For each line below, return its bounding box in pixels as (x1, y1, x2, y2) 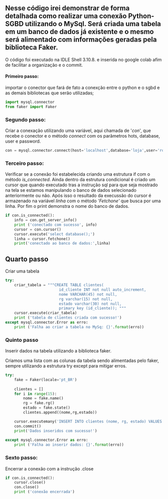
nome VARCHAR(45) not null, (58, 292, 117, 297)
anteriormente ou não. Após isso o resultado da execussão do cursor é (5, 193, 151, 199)
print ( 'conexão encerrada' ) (14, 489, 75, 494)
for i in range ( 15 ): (14, 391, 57, 396)
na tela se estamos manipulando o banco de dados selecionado (5, 187, 136, 193)
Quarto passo (5, 255, 48, 263)
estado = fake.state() (23, 405, 70, 411)
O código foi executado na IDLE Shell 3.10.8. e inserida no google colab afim (5, 56, 162, 62)
